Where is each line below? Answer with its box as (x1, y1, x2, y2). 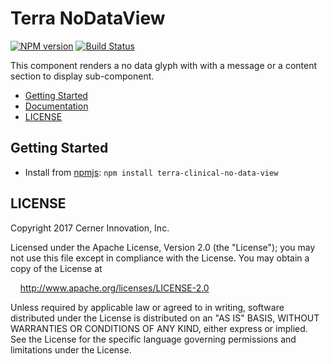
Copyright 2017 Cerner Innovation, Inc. (10, 222, 170, 234)
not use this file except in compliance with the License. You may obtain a (10, 252, 310, 264)
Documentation (24, 100, 89, 112)
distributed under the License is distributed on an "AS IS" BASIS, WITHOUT (10, 312, 320, 324)
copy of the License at (10, 262, 103, 274)
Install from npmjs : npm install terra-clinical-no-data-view (24, 166, 279, 178)
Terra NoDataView (10, 7, 166, 30)
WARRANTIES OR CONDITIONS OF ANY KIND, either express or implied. (10, 322, 308, 334)
